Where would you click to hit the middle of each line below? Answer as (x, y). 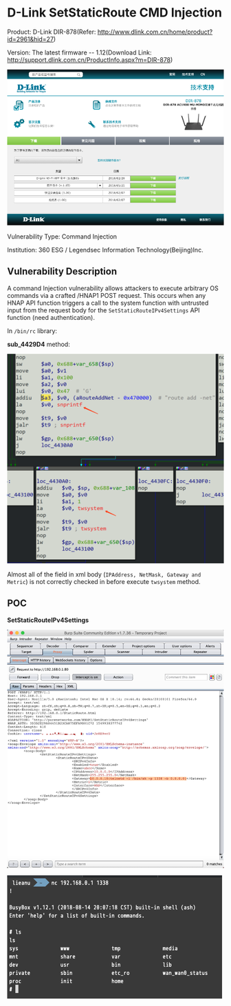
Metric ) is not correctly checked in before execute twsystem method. (104, 581)
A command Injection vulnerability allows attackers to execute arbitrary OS (113, 288)
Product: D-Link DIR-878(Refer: (52, 32)
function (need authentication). (51, 317)
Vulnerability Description (62, 271)
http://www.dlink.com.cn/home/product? (155, 32)
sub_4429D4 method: (38, 344)
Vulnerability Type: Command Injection (62, 237)
